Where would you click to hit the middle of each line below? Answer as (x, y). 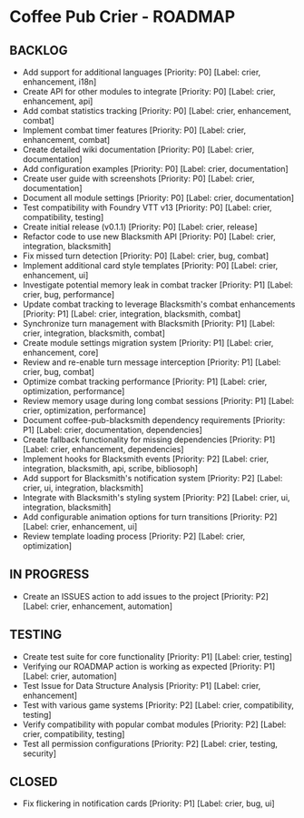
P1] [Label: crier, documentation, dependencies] (112, 430)
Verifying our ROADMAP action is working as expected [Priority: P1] (149, 666)
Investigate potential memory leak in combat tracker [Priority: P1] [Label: (157, 285)
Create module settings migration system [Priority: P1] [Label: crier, (148, 343)
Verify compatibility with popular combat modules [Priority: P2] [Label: (154, 724)
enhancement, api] (58, 101)
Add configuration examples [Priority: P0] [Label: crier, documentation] (155, 169)
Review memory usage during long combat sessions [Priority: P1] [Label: (158, 401)
